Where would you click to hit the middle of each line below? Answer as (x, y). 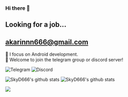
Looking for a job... (36, 25)
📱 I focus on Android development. (42, 54)
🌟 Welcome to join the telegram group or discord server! (64, 60)
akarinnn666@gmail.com (47, 42)
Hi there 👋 (18, 8)
